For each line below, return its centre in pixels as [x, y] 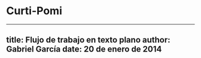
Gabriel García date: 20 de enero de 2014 [84, 49]
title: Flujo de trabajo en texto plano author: [88, 40]
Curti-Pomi [34, 11]
